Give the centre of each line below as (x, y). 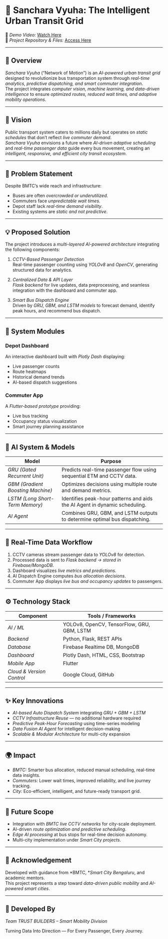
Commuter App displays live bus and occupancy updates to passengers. (87, 581)
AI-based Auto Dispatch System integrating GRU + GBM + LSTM (79, 713)
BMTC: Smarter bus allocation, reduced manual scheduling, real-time (83, 770)
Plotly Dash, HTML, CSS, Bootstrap (104, 655)
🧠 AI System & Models (40, 447)
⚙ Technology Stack (38, 602)
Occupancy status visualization (45, 421)
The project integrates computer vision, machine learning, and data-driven (82, 89)
